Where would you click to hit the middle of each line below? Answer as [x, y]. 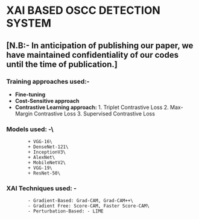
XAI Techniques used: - [42, 188]
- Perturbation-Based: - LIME [66, 211]
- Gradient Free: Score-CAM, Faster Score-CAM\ [89, 206]
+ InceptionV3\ [47, 152]
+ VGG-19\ [40, 168]
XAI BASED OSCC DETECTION [84, 11]
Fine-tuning [30, 94]
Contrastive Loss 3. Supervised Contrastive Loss [95, 113]
